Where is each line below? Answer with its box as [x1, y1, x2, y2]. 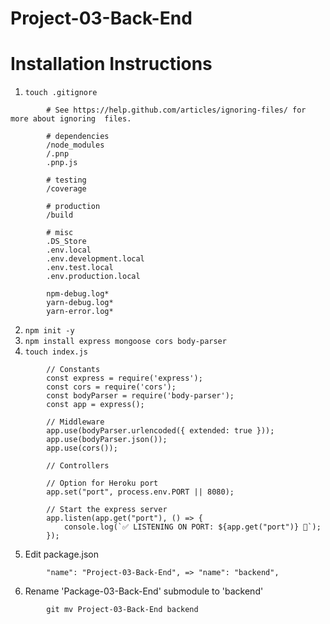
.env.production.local [46, 272, 141, 282]
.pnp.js [46, 158, 78, 168]
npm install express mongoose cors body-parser [24, 337, 227, 347]
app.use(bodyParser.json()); [46, 435, 168, 445]
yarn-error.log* [46, 307, 114, 317]
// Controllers [46, 461, 110, 471]
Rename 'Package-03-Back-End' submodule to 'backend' [24, 585, 264, 597]
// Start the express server [46, 505, 168, 515]
